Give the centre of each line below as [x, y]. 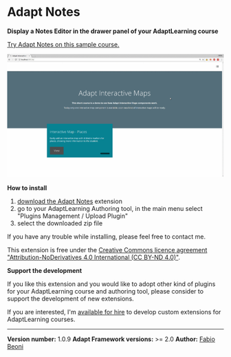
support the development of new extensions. [70, 298]
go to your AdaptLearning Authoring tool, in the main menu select [110, 208]
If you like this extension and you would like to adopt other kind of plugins [111, 284]
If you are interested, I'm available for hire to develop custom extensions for [114, 312]
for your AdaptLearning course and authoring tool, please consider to [106, 291]
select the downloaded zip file [60, 223]
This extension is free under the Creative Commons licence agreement [107, 249]
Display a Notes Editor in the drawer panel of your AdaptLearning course [113, 31]
